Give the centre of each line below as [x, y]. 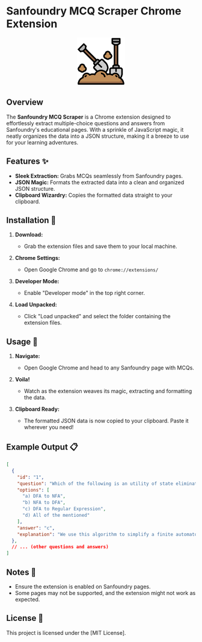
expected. [27, 599]
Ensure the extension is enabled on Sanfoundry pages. [83, 586]
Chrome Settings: [37, 258]
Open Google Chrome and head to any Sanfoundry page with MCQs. [109, 368]
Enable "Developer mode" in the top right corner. [84, 293]
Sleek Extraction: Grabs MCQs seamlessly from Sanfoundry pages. [99, 176]
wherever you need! [49, 427]
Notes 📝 [21, 572]
